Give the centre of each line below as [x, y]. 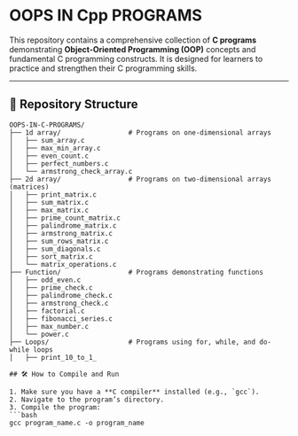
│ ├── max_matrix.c [49, 210]
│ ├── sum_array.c [47, 140]
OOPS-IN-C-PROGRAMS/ [47, 125]
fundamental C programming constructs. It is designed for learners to [136, 58]
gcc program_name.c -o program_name [77, 423]
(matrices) [29, 187]
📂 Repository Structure [74, 104]
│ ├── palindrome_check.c [61, 295]
